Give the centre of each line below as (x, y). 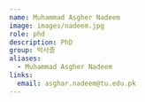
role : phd (27, 34)
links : (21, 75)
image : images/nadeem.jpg (57, 26)
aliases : (25, 59)
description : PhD (41, 42)
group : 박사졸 (32, 51)
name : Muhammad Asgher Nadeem (65, 17)
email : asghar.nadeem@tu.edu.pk (77, 83)
